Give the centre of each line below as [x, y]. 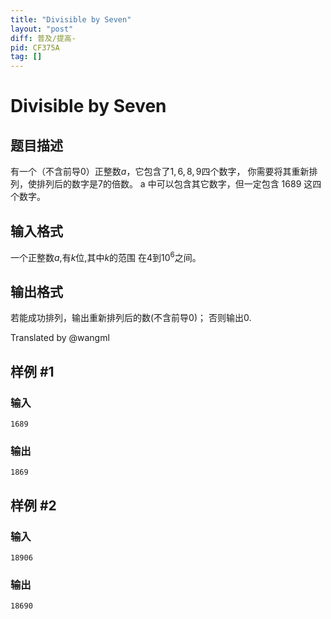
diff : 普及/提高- [43, 38]
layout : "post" [42, 29]
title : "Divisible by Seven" [71, 19]
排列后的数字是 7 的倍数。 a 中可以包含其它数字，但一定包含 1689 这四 [179, 184]
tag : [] [26, 57]
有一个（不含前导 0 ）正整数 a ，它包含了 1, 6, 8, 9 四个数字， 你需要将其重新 [160, 172]
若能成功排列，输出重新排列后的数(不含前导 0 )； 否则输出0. [131, 318]
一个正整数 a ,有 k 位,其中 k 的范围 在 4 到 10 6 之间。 [106, 256]
